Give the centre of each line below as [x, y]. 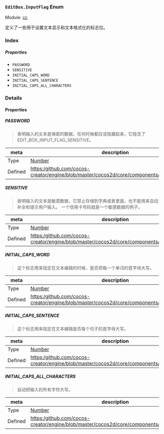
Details [14, 98]
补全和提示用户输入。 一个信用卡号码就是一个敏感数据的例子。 [80, 207]
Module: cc [16, 18]
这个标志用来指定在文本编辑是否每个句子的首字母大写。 [72, 328]
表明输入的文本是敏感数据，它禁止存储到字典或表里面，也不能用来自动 [88, 201]
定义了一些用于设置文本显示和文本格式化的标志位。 [56, 27]
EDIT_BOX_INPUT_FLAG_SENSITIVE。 [55, 140]
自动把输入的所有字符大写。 [45, 389]
